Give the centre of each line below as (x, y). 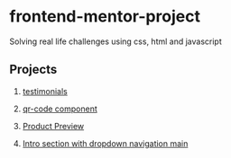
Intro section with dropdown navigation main (105, 143)
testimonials (45, 91)
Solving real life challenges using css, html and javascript (116, 41)
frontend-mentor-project (105, 17)
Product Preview (53, 126)
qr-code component (60, 109)
